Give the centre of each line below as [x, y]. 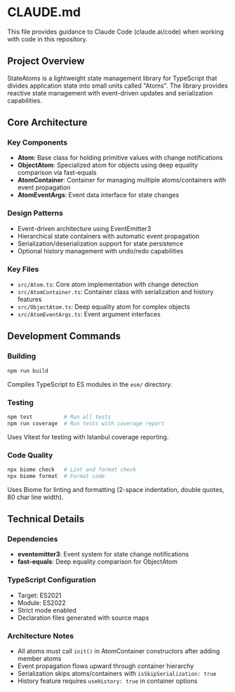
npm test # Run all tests [59, 417]
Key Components [38, 142]
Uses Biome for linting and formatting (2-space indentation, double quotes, [116, 489]
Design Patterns [35, 213]
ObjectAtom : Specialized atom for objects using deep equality [108, 165]
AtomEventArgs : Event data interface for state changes [98, 195]
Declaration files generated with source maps [83, 618]
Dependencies [33, 539]
